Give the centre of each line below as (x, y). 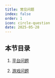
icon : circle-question (27, 23)
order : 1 (14, 18)
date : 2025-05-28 (22, 27)
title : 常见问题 (20, 9)
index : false (18, 14)
